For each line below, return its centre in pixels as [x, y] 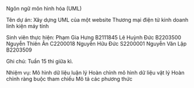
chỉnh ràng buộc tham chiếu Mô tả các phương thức [69, 79]
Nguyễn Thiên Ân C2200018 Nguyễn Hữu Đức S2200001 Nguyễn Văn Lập [96, 44]
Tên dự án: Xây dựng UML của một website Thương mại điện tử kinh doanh [97, 20]
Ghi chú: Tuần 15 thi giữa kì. [40, 61]
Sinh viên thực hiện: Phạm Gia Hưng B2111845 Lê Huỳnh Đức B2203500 [94, 37]
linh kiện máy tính [28, 26]
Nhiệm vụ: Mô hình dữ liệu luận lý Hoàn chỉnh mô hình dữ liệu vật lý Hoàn [95, 72]
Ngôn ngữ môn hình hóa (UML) [44, 9]
